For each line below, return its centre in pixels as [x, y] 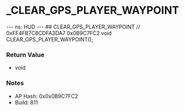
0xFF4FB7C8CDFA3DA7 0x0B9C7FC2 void [59, 33]
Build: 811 [26, 102]
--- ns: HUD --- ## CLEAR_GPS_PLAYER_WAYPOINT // [73, 27]
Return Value [25, 55]
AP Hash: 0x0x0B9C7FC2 [46, 96]
